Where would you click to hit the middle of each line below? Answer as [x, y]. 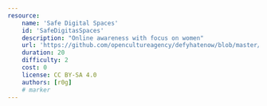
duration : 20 [43, 53]
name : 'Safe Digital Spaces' [70, 23]
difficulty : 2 [45, 61]
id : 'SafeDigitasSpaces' [63, 30]
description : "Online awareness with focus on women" [113, 38]
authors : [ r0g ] [47, 82]
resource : [24, 16]
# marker [36, 90]
